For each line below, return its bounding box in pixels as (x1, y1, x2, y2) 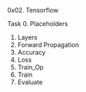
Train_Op (17, 63, 44, 71)
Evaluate (17, 78, 44, 86)
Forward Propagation (17, 41, 80, 48)
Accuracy (17, 48, 46, 56)
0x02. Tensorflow (7, 6, 59, 14)
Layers (17, 33, 37, 41)
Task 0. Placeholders (7, 20, 68, 27)
